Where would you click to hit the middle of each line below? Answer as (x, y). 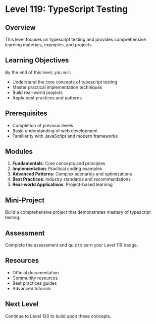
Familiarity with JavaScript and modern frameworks (65, 136)
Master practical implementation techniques (57, 87)
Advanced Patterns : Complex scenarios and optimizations (72, 174)
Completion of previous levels (43, 125)
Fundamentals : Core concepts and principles (59, 163)
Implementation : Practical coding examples (57, 169)
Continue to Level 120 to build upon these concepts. (58, 316)
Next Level (22, 304)
